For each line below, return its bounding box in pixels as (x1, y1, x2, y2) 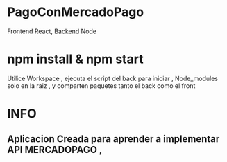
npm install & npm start (7, 51, 144, 67)
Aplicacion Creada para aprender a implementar (7, 133, 220, 145)
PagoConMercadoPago (7, 4, 144, 20)
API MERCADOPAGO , (7, 144, 103, 156)
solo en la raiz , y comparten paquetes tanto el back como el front (7, 81, 196, 90)
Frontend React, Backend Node (7, 27, 97, 35)
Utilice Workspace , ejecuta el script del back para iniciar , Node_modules (7, 74, 219, 82)
